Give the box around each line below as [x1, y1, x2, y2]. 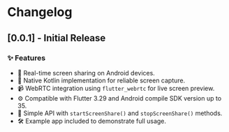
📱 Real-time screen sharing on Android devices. [17, 68, 155, 77]
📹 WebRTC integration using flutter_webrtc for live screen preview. [17, 84, 215, 92]
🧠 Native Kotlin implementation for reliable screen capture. [17, 76, 186, 85]
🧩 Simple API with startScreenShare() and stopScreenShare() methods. [17, 109, 223, 117]
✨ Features [7, 53, 46, 63]
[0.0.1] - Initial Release [7, 32, 106, 44]
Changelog [7, 4, 73, 20]
